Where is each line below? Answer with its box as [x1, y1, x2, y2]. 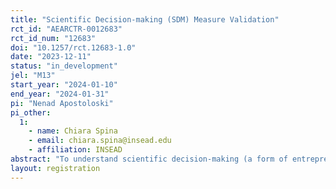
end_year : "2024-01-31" [10, 89, 110, 99]
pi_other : [10, 107, 52, 118]
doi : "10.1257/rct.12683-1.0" [10, 42, 137, 53]
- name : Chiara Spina [28, 126, 118, 136]
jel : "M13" [10, 71, 56, 81]
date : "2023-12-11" [10, 52, 92, 62]
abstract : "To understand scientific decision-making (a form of [10, 154, 288, 164]
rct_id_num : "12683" [10, 33, 97, 43]
